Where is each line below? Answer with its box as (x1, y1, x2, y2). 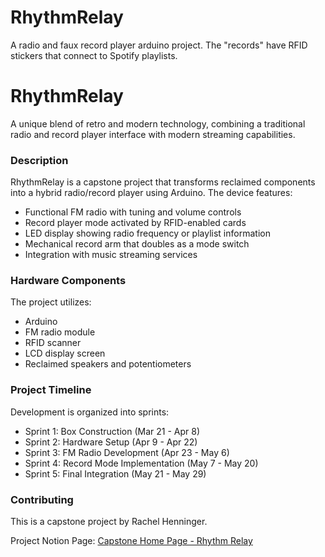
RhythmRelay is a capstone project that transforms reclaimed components (10, 176, 316, 188)
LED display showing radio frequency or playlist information (24, 227, 271, 240)
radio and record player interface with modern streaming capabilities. (10, 128, 296, 140)
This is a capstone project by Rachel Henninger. (10, 516, 208, 528)
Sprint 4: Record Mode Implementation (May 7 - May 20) (24, 457, 259, 469)
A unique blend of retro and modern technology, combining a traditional (10, 117, 306, 130)
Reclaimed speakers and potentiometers (24, 358, 192, 370)
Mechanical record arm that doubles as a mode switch (24, 238, 250, 250)
